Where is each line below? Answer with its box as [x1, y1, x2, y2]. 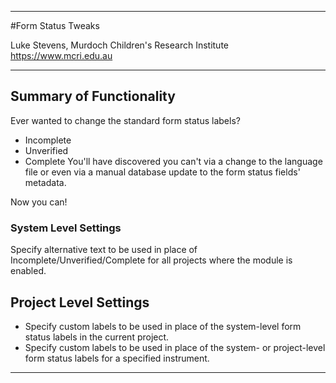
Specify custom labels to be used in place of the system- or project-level [24, 341, 326, 353]
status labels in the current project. [24, 331, 170, 343]
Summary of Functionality [10, 88, 176, 105]
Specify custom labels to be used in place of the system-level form [24, 320, 302, 332]
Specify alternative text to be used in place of [10, 244, 198, 256]
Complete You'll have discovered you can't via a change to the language [24, 155, 323, 167]
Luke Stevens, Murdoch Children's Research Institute [10, 39, 229, 51]
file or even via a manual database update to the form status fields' [24, 166, 301, 178]
